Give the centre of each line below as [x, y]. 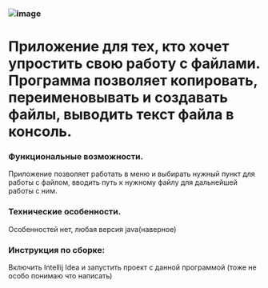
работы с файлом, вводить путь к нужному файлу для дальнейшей [123, 182]
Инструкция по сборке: [57, 250]
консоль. [40, 132]
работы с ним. [33, 191]
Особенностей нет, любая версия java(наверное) [92, 229]
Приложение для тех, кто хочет [119, 47]
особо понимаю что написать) [60, 276]
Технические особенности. [65, 212]
